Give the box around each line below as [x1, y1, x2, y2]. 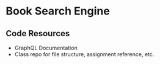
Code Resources [5, 28, 70, 39]
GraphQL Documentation [14, 44, 78, 51]
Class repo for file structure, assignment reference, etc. [14, 51, 155, 58]
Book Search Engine [5, 4, 111, 18]
